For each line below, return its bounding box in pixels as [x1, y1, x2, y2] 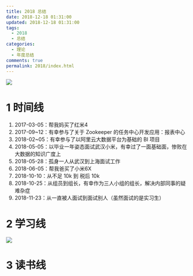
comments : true [6, 57, 43, 63]
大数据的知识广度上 [14, 150, 61, 158]
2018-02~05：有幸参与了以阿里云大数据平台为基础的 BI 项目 [14, 136, 160, 143]
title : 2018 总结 [6, 8, 47, 15]
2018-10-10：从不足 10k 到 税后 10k [14, 172, 100, 180]
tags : [6, 25, 19, 31]
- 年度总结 [11, 52, 35, 58]
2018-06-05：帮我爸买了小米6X [14, 165, 92, 172]
